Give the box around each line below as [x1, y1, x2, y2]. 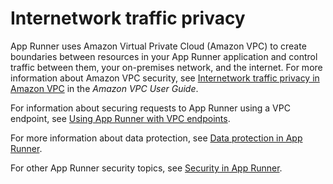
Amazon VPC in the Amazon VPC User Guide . [10, 82, 199, 94]
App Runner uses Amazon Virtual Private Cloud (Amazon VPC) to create [10, 40, 307, 52]
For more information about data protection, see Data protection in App [10, 132, 303, 144]
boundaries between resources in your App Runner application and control [10, 50, 318, 62]
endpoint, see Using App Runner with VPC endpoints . [10, 112, 231, 124]
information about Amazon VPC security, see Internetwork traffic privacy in [10, 72, 320, 84]
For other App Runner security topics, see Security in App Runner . [10, 162, 283, 174]
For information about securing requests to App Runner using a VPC [10, 102, 291, 114]
